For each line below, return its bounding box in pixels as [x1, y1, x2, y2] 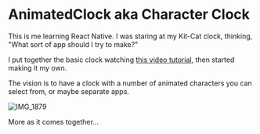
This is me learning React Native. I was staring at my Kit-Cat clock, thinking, [8, 31, 253, 41]
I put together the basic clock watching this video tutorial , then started [8, 55, 235, 64]
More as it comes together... [8, 117, 99, 126]
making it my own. [8, 63, 67, 72]
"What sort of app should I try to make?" [8, 39, 139, 49]
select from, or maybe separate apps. [8, 86, 129, 96]
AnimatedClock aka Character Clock [8, 5, 251, 24]
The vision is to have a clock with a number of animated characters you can [8, 78, 252, 88]
